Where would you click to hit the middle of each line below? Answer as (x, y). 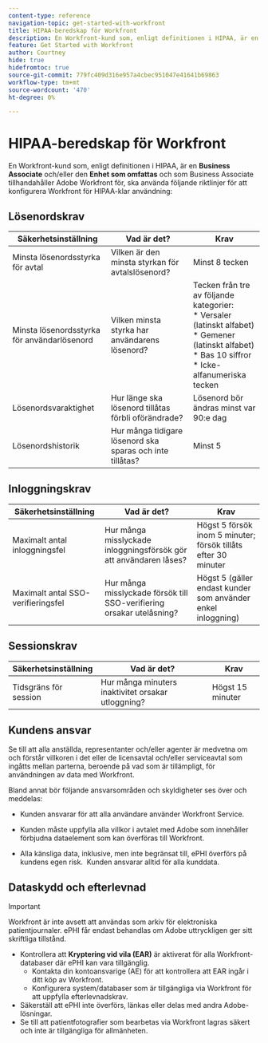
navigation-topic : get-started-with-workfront (87, 23)
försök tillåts (220, 545)
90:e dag (210, 418)
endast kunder (224, 587)
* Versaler (212, 315)
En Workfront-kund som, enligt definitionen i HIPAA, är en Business (119, 166)
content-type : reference (49, 16)
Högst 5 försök (225, 525)
